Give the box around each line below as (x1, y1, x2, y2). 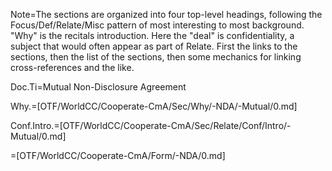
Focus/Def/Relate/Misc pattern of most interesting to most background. (10, 19, 305, 31)
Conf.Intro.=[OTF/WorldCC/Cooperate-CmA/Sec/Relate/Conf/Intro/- (10, 120, 292, 131)
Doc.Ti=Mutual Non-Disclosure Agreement (10, 81, 187, 93)
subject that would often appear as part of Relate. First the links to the (10, 40, 298, 52)
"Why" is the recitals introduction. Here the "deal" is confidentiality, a (10, 30, 295, 41)
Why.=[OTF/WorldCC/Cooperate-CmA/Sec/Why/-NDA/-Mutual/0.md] (10, 100, 298, 112)
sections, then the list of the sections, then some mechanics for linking (10, 51, 302, 63)
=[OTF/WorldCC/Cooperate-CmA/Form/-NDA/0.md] (10, 150, 226, 161)
